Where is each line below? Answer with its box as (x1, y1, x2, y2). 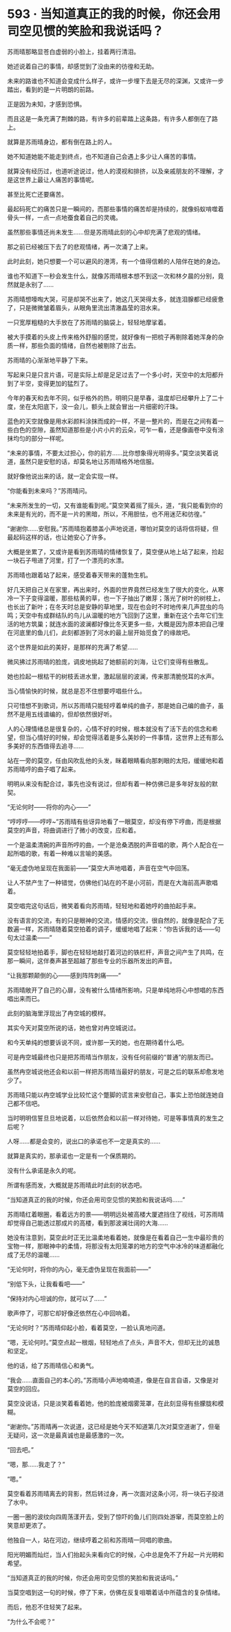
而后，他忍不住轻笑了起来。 (7, 1602, 86, 1611)
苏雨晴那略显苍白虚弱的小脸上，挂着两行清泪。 (7, 47, 140, 56)
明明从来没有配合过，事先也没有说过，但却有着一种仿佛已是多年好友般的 (7, 780, 212, 788)
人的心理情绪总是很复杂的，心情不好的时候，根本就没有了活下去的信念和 (7, 725, 212, 733)
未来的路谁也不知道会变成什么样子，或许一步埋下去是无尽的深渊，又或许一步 (7, 76, 224, 85)
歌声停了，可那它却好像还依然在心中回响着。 (7, 1309, 134, 1317)
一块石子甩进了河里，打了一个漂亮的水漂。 (7, 556, 128, 564)
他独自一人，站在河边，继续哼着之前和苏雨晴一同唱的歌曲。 (7, 1536, 176, 1544)
